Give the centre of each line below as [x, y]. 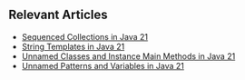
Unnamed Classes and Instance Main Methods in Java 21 [128, 56]
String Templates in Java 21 [73, 46]
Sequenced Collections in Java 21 [85, 36]
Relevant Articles [58, 15]
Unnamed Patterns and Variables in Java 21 [103, 65]
